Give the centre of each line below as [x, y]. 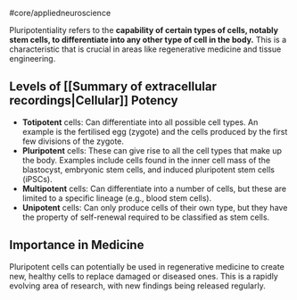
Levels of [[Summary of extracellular [113, 87]
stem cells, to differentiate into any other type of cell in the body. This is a [148, 40]
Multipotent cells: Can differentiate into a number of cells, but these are [154, 188]
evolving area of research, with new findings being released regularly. [137, 286]
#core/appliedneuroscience [60, 13]
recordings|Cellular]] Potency [94, 100]
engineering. [33, 58]
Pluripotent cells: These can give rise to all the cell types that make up [152, 150]
